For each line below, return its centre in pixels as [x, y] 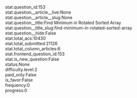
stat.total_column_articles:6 [33, 49]
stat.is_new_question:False [32, 59]
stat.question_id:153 [25, 7]
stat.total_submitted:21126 [31, 43]
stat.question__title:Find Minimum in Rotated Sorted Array [63, 23]
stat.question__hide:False [31, 33]
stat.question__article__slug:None [39, 17]
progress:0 [16, 90]
